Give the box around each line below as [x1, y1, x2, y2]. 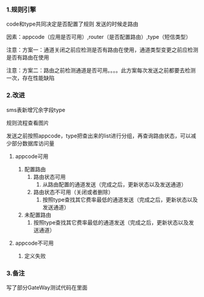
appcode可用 [15, 152, 49, 159]
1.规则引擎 [6, 5, 37, 13]
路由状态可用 [33, 173, 66, 180]
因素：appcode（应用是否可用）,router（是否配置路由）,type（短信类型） [6, 33, 192, 41]
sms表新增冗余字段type [6, 106, 66, 113]
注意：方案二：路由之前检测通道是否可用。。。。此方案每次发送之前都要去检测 [6, 67, 196, 74]
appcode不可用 [15, 239, 54, 246]
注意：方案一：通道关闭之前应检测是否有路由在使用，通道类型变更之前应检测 [6, 46, 199, 54]
